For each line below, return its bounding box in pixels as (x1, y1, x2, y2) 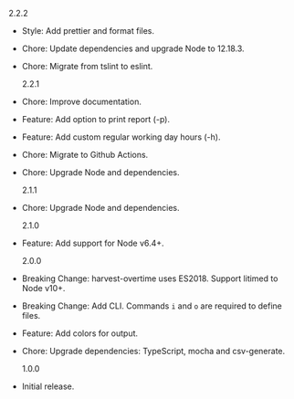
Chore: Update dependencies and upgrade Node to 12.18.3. (21, 43, 245, 54)
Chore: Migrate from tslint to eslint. (21, 61, 153, 71)
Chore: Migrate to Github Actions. (21, 150, 149, 160)
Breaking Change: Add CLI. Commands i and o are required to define (21, 300, 282, 311)
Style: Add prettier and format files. (21, 26, 155, 36)
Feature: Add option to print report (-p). (21, 114, 171, 124)
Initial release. (21, 381, 75, 392)
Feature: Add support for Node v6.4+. (21, 237, 165, 248)
